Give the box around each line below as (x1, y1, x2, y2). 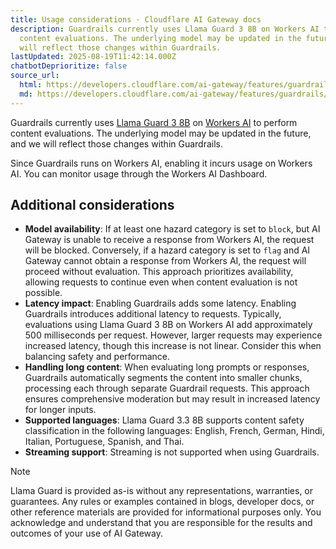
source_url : (10, 71, 60, 81)
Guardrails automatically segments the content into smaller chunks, (24, 372, 303, 384)
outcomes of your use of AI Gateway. (10, 527, 163, 540)
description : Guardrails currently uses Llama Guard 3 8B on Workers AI (10, 24, 320, 34)
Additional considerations (10, 197, 175, 214)
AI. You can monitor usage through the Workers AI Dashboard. (10, 167, 268, 180)
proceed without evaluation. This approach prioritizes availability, (24, 266, 294, 278)
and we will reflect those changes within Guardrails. (10, 137, 224, 150)
